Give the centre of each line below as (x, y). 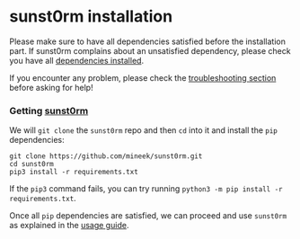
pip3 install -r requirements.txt (74, 173)
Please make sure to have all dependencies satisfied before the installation (147, 41)
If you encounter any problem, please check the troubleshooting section (143, 77)
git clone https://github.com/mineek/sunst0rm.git (106, 156)
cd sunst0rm (31, 164)
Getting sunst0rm (49, 111)
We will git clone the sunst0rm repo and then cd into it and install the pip (144, 130)
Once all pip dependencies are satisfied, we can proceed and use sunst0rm (148, 216)
